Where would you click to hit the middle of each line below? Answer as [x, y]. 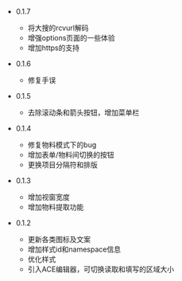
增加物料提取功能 [56, 207]
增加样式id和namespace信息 [74, 249]
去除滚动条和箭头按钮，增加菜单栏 [83, 112]
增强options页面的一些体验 [71, 38]
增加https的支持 [53, 48]
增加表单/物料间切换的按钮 [71, 155]
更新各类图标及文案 [59, 239]
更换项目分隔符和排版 [62, 165]
